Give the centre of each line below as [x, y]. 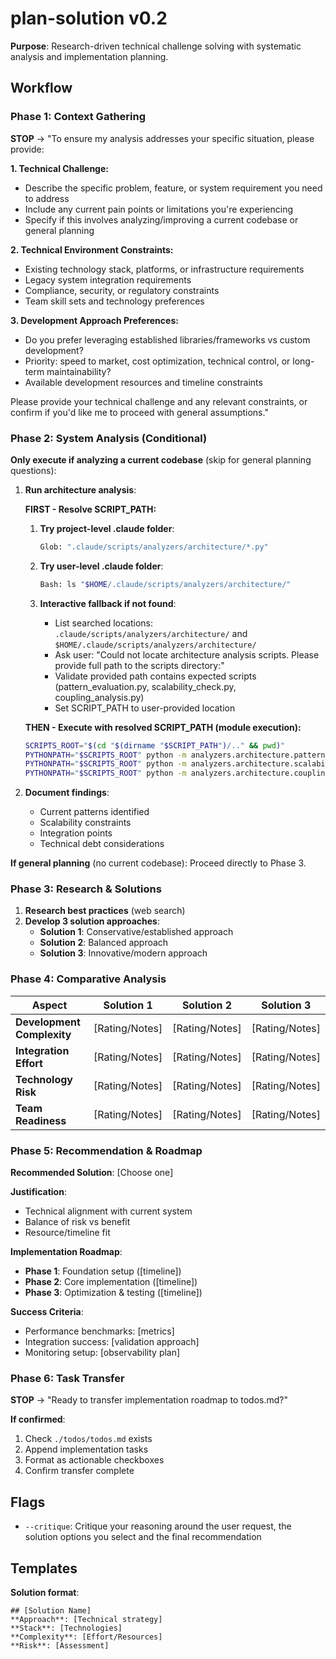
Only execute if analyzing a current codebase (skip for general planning [161, 459]
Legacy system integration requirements [108, 279]
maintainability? [79, 371]
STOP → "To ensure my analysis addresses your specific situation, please [162, 138]
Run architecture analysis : [80, 489]
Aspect [49, 1005]
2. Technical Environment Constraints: [92, 249]
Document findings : [67, 793]
